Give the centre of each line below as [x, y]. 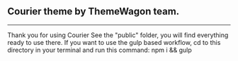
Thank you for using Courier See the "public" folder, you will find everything [118, 35]
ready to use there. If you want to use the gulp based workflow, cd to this [114, 42]
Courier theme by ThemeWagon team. [93, 12]
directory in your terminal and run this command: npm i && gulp [100, 50]
